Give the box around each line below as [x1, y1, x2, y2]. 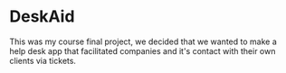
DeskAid [9, 6, 75, 27]
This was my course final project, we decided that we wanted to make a [9, 36, 278, 47]
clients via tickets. [9, 55, 77, 66]
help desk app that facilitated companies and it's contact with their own [9, 45, 276, 56]
